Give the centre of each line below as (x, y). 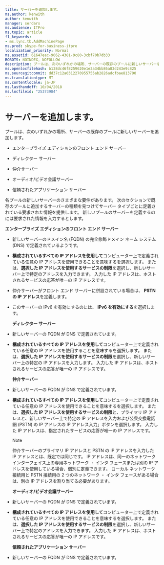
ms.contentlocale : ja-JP (30, 82)
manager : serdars (23, 23)
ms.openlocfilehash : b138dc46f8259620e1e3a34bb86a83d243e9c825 (71, 69)
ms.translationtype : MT (29, 78)
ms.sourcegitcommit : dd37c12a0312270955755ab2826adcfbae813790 (71, 73)
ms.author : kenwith (25, 14)
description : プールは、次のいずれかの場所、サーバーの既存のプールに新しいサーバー (81, 64)
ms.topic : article (24, 32)
